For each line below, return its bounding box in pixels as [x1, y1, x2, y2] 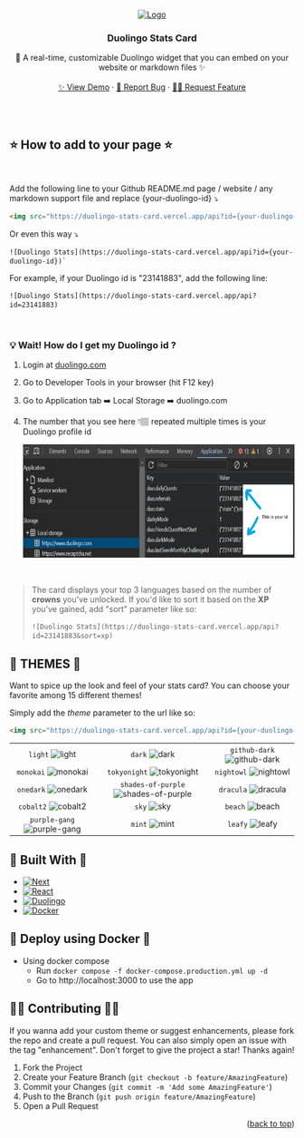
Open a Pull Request [22, 1100, 100, 1111]
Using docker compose [22, 955, 110, 966]
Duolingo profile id [22, 426, 92, 437]
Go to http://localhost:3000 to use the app [35, 975, 194, 986]
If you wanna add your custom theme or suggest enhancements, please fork [9, 1025, 295, 1036]
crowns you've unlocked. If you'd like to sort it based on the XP [31, 594, 270, 605]
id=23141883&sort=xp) [31, 631, 113, 641]
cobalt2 [17, 802, 47, 812]
